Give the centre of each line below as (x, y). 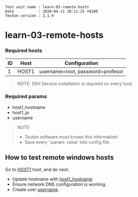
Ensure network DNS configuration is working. (59, 184)
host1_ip (20, 112)
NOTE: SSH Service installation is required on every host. (75, 84)
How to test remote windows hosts (60, 158)
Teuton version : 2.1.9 (30, 16)
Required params (26, 97)
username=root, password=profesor (81, 71)
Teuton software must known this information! (71, 137)
